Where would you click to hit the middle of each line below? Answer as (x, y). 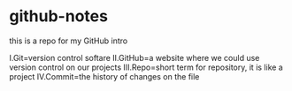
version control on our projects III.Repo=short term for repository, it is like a (146, 67)
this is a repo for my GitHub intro (69, 41)
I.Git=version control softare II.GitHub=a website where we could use (134, 57)
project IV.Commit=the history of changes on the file (104, 76)
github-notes (59, 16)
